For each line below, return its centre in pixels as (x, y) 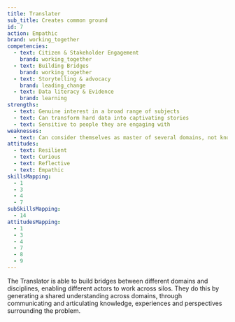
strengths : (23, 105)
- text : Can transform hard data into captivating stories (101, 118)
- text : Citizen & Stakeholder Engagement (76, 53)
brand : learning (44, 99)
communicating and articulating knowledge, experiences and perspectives (115, 303)
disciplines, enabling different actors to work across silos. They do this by (113, 288)
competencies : (28, 46)
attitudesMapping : (34, 222)
